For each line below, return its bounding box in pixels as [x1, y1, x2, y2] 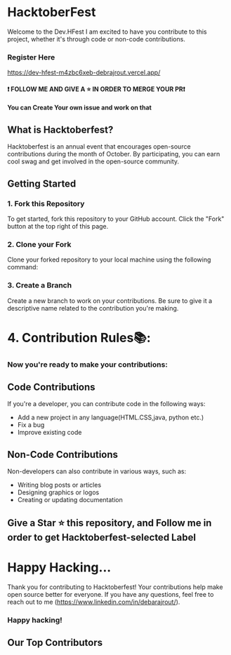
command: [7, 263, 39, 271]
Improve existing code [17, 428, 82, 437]
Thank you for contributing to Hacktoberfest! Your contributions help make [7, 583, 223, 591]
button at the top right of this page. [7, 222, 109, 230]
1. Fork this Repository [7, 198, 85, 208]
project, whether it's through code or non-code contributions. [7, 34, 186, 43]
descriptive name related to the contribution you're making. [7, 304, 179, 312]
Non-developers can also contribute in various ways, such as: [7, 467, 187, 475]
